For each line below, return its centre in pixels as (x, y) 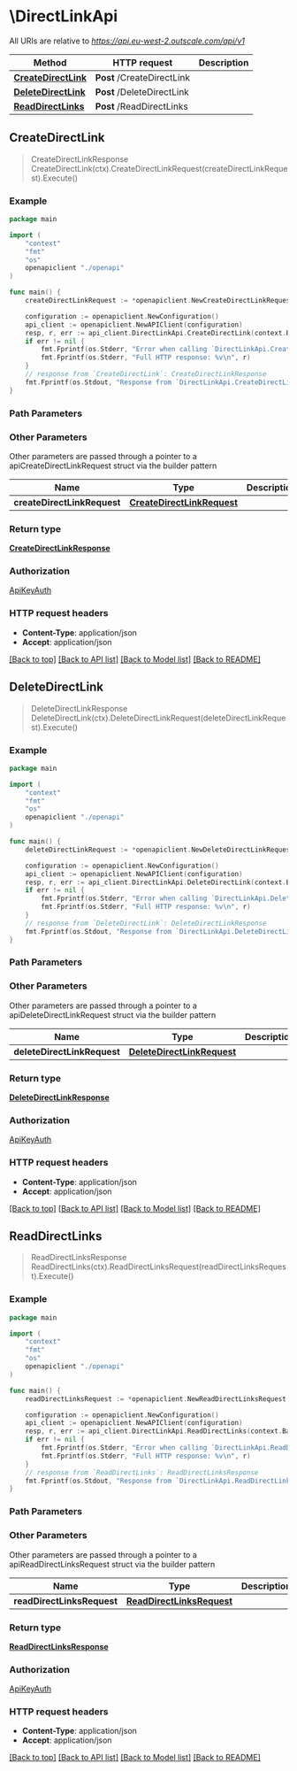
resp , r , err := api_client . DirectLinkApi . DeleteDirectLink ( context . (156, 882)
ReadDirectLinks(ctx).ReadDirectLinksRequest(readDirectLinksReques (159, 1267)
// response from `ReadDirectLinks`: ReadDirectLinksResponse (142, 1472)
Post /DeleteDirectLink (142, 92)
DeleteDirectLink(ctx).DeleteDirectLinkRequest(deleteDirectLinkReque (158, 718)
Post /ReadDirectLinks (141, 106)
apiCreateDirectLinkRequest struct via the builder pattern (113, 466)
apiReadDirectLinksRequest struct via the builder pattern (112, 1564)
